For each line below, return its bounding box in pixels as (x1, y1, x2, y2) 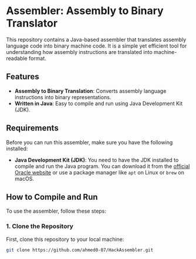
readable (6, 55, 28, 62)
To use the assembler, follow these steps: (6, 207, 107, 215)
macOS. (14, 175, 34, 182)
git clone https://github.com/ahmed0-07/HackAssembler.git (6, 247, 154, 253)
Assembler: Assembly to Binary (6, 4, 164, 18)
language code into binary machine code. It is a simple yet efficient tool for (6, 42, 187, 49)
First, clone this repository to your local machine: (6, 236, 124, 243)
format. (28, 55, 47, 62)
